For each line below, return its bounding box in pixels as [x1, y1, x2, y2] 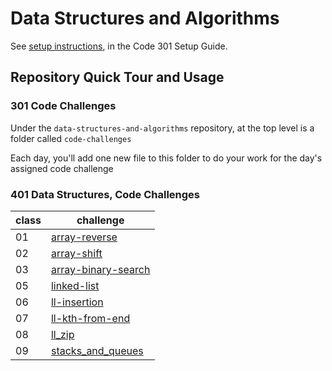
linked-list [50, 278, 100, 292]
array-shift [50, 246, 103, 260]
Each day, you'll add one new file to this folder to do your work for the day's [10, 152, 323, 164]
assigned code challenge [10, 162, 114, 174]
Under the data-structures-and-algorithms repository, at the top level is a [10, 122, 315, 134]
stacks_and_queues [50, 343, 144, 357]
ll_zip [50, 327, 75, 341]
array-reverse [50, 230, 118, 244]
